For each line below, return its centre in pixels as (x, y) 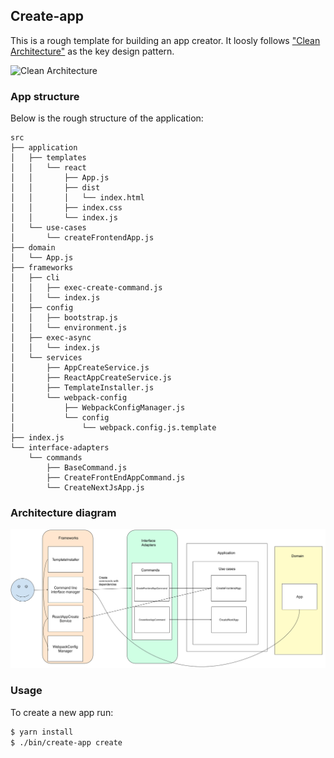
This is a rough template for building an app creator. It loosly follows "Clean (165, 40)
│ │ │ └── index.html (77, 198)
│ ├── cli (35, 278)
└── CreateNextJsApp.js (95, 488)
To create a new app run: (62, 712)
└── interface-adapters (60, 448)
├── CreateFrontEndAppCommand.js (116, 478)
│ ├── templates (48, 158)
